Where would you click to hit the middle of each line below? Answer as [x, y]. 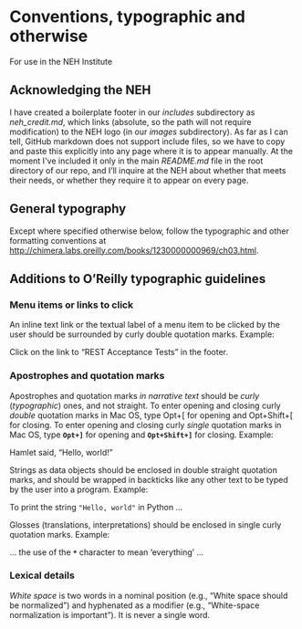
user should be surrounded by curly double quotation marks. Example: [142, 334]
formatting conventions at [58, 240]
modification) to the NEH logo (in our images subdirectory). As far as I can [149, 131]
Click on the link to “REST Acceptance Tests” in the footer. [119, 352]
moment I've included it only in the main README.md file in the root [136, 161]
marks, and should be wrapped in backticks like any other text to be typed [149, 479]
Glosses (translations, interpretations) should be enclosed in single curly [146, 524]
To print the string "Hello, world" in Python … [96, 507]
